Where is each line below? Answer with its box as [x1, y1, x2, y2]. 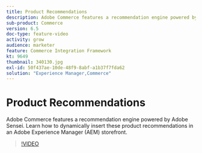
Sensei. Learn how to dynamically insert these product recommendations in [6, 122, 194, 130]
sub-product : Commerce [6, 20, 63, 26]
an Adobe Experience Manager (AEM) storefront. [6, 128, 127, 136]
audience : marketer [6, 43, 55, 49]
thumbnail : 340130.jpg [6, 59, 63, 65]
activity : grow [6, 37, 44, 43]
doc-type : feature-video [6, 31, 69, 37]
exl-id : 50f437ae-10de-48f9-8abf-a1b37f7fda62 [6, 64, 125, 71]
